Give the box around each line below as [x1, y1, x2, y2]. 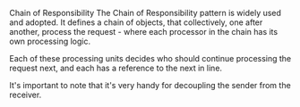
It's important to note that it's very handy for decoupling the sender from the [9, 80, 291, 90]
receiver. [9, 89, 42, 100]
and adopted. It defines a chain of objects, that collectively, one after [9, 17, 263, 28]
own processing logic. [9, 36, 91, 46]
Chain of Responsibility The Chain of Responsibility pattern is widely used [9, 8, 282, 18]
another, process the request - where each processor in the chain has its [9, 27, 279, 37]
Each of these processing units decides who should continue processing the [9, 53, 292, 63]
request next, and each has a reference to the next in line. [9, 62, 222, 73]
